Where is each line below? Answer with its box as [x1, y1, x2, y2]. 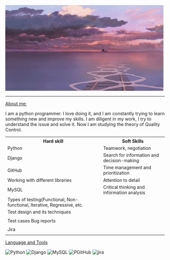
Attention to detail [103, 177, 140, 183]
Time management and [103, 165, 152, 171]
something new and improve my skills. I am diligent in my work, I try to [5, 116, 152, 122]
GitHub [7, 167, 22, 173]
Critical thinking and [103, 184, 145, 190]
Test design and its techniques [7, 209, 71, 215]
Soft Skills [122, 138, 144, 144]
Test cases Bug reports [7, 217, 56, 223]
